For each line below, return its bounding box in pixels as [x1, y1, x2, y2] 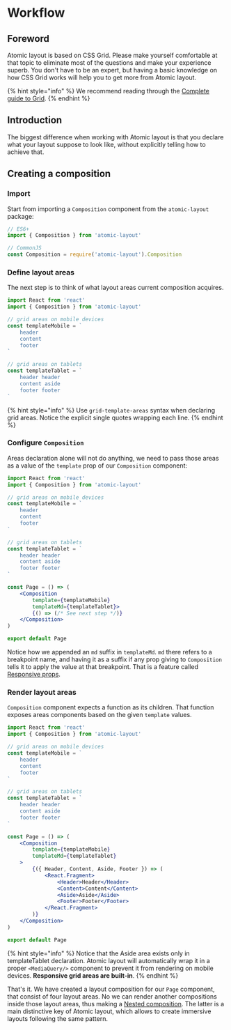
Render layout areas [7, 688, 77, 698]
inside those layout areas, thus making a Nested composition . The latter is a [7, 999, 225, 1008]
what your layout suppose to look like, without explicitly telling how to [7, 140, 207, 148]
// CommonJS [7, 245, 42, 252]
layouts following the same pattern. [7, 1014, 108, 1022]
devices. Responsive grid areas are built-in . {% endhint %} [7, 971, 179, 980]
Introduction [7, 114, 63, 126]
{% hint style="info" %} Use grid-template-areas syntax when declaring [7, 406, 216, 414]
